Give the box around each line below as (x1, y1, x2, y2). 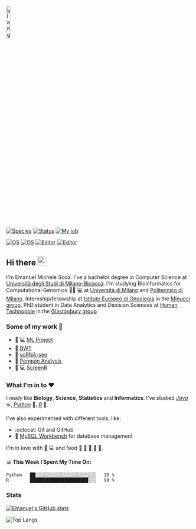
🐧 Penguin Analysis (14, 357, 62, 364)
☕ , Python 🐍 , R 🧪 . (6, 401, 48, 408)
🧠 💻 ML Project (14, 336, 53, 344)
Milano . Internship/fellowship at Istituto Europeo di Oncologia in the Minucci (6, 295, 190, 302)
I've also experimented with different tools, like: (6, 415, 121, 422)
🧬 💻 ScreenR (14, 364, 47, 371)
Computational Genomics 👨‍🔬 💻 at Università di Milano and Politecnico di (6, 286, 183, 293)
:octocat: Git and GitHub (14, 427, 74, 434)
